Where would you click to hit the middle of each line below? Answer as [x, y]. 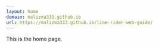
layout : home [22, 11]
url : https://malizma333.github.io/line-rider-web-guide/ [79, 22]
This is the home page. [34, 39]
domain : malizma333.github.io [44, 17]
